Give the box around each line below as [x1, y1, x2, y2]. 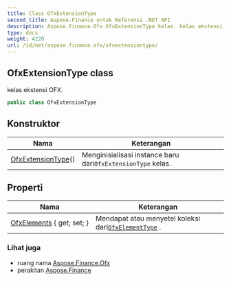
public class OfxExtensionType [7, 99, 97, 106]
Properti [7, 181, 43, 193]
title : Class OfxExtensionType [7, 10, 97, 17]
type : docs [7, 29, 38, 36]
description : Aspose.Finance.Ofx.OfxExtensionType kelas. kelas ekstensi [7, 23, 223, 30]
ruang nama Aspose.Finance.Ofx [16, 258, 110, 267]
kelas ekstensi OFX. [7, 85, 63, 93]
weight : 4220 [7, 36, 45, 43]
